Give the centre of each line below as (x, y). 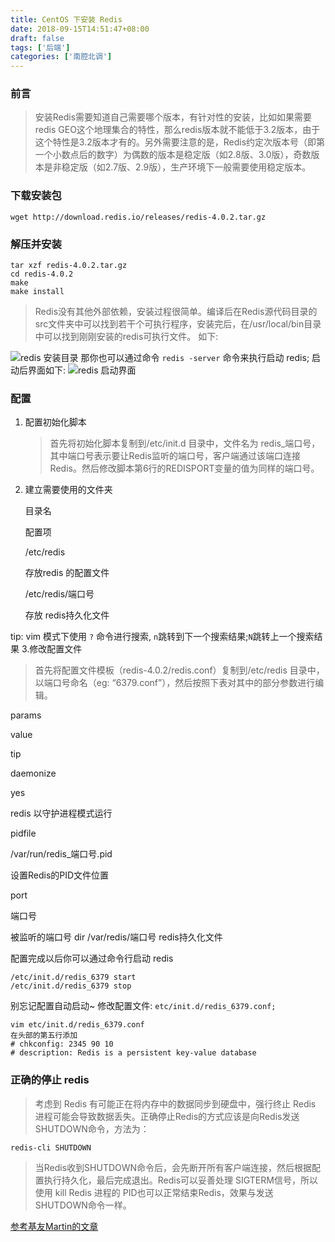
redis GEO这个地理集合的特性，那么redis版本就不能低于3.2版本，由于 (177, 130)
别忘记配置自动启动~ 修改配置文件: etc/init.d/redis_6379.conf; (143, 1006)
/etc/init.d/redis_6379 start (73, 977)
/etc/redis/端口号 (59, 594)
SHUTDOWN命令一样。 (83, 1205)
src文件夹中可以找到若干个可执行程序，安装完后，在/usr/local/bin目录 (178, 324)
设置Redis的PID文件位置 (60, 875)
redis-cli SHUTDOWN (51, 1147)
